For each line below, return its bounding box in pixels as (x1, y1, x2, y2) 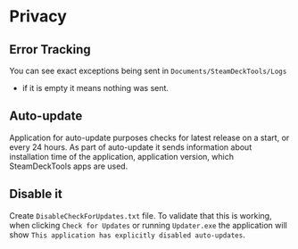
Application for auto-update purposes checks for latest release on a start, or (9, 132, 290, 143)
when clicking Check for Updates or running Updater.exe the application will (9, 220, 287, 230)
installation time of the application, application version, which (9, 151, 235, 162)
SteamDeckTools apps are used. (9, 161, 128, 171)
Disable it (9, 187, 62, 202)
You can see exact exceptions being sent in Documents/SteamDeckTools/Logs (9, 65, 287, 76)
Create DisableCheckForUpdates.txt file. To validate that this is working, (9, 210, 272, 220)
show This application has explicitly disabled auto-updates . (9, 229, 245, 240)
